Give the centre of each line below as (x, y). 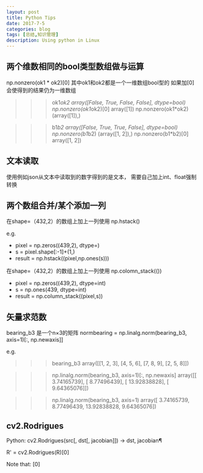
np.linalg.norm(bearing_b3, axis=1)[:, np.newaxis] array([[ (124, 375)
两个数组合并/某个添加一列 (56, 206)
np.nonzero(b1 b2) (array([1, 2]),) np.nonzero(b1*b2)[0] (120, 134)
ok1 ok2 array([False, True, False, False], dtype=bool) (119, 102)
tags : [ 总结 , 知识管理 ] (32, 35)
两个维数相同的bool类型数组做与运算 (75, 67)
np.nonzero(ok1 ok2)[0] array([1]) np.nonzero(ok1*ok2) (120, 109)
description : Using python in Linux (53, 40)
